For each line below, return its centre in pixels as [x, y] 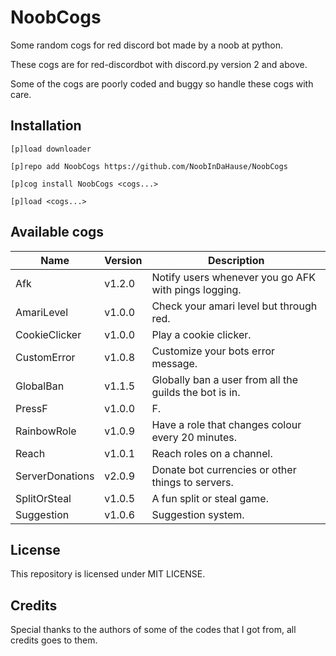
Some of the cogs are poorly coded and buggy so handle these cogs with [162, 83]
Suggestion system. [198, 514]
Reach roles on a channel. [212, 453]
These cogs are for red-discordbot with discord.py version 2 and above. [159, 64]
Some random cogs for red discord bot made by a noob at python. [147, 45]
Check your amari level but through [234, 306]
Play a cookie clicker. [201, 334]
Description [236, 260]
